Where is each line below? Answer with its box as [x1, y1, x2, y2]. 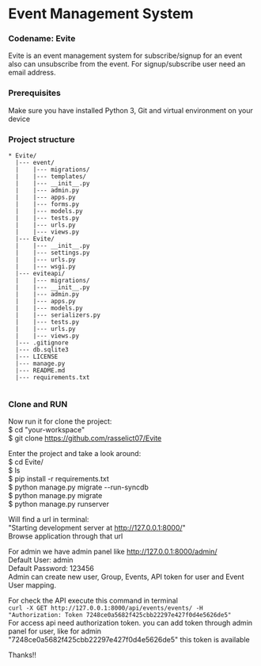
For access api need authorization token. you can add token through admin [8, 618, 253, 628]
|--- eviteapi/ [15, 270, 66, 278]
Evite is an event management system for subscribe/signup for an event [8, 51, 243, 60]
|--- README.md [15, 367, 66, 375]
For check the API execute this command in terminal [8, 596, 178, 606]
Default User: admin [8, 555, 74, 565]
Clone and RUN [8, 399, 68, 409]
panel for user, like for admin [8, 626, 101, 636]
